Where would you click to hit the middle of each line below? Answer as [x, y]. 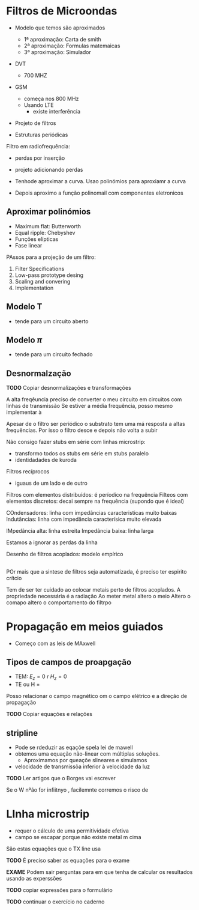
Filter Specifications [40, 268]
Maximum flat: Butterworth [48, 226]
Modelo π [24, 340]
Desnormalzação [39, 373]
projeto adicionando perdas [49, 169]
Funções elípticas [37, 239]
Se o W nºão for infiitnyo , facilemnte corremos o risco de [77, 790]
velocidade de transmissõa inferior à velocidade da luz [82, 766]
